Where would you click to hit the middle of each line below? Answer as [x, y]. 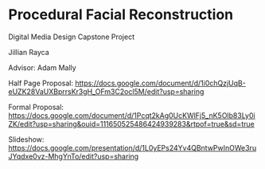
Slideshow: [26, 139]
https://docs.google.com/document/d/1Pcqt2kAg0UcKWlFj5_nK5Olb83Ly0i [132, 115]
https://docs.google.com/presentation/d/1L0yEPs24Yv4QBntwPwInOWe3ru [132, 147]
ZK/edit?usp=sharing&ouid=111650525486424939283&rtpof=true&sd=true [131, 124]
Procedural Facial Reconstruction [121, 15]
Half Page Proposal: [41, 83]
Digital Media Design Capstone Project [72, 37]
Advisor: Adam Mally [43, 67]
